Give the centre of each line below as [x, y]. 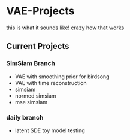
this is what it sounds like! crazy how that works [65, 28]
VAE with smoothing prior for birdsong [62, 77]
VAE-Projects [40, 11]
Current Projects [38, 46]
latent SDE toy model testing [50, 130]
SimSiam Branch [31, 63]
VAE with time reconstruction [51, 83]
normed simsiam [35, 95]
